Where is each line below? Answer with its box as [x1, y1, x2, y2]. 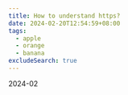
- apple [15, 34, 42, 43]
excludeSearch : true [8, 57, 78, 65]
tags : [8, 27, 27, 35]
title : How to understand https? [8, 11, 121, 20]
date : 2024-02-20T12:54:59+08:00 [8, 19, 121, 27]
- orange [15, 42, 45, 50]
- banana [15, 49, 45, 57]
